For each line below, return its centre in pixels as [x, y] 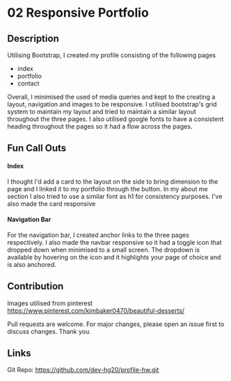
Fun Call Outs [37, 148]
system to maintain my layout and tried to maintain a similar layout [102, 112]
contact [28, 83]
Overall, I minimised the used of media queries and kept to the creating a [111, 97]
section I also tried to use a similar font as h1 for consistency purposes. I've [115, 196]
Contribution [35, 286]
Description [33, 39]
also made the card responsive [51, 204]
